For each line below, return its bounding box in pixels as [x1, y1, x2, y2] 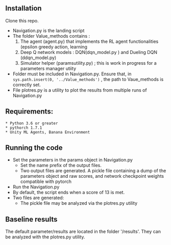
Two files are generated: [12, 195, 64, 201]
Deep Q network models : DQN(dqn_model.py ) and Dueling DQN [20, 49, 157, 55]
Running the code [5, 144, 63, 152]
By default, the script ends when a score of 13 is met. [12, 189, 125, 196]
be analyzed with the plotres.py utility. [5, 234, 85, 240]
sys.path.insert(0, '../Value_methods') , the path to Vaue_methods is [12, 76, 164, 82]
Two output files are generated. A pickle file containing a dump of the [20, 168, 166, 174]
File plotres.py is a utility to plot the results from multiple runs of [12, 87, 147, 93]
